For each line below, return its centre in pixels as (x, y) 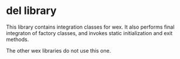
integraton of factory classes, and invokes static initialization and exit (89, 33)
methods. (18, 39)
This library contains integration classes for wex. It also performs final (90, 27)
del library (31, 11)
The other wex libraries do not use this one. (59, 50)
